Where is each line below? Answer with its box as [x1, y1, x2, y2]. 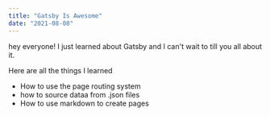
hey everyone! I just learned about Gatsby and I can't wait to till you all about [8, 41, 263, 51]
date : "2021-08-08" [8, 19, 74, 27]
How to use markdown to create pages [19, 98, 149, 108]
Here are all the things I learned [8, 65, 113, 75]
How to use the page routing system [19, 81, 141, 91]
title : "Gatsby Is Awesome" [8, 11, 103, 20]
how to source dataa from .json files [19, 89, 140, 99]
